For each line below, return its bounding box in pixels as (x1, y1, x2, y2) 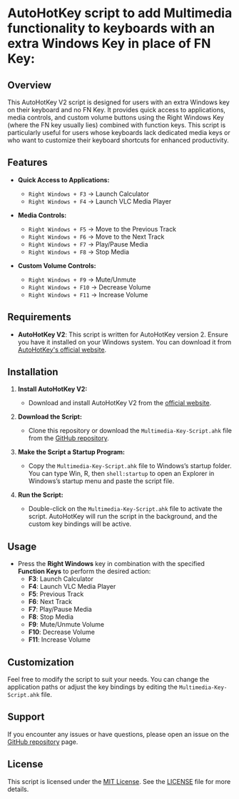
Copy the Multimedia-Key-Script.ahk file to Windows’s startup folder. (28, 462, 232, 470)
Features (7, 157, 48, 169)
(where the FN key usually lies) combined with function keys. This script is (7, 121, 226, 129)
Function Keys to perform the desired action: (17, 567, 151, 576)
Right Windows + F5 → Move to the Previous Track (28, 224, 177, 233)
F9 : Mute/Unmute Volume (28, 620, 105, 629)
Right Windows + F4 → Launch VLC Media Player (28, 197, 172, 205)
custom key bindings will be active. (28, 520, 132, 528)
